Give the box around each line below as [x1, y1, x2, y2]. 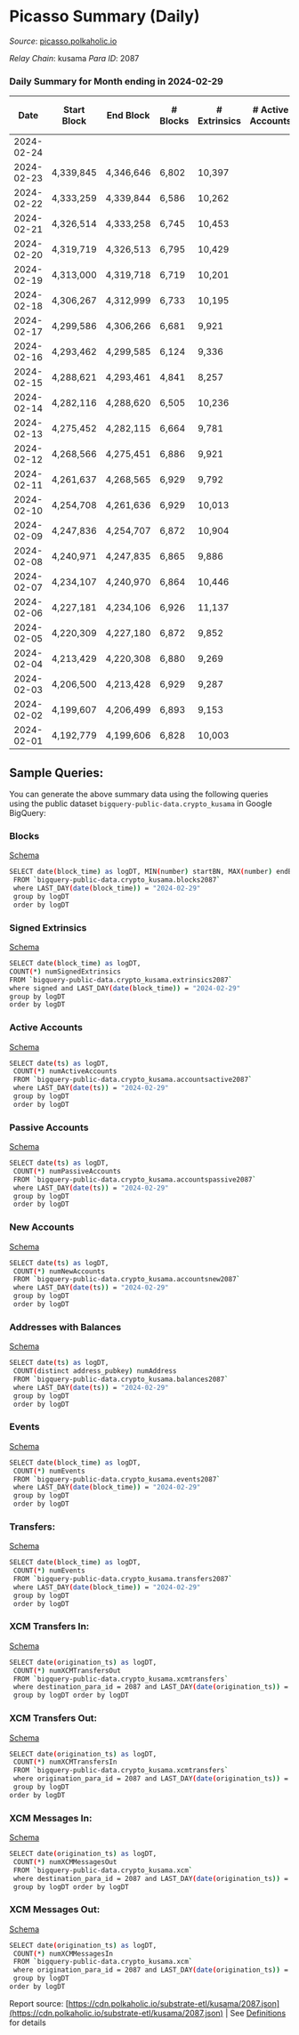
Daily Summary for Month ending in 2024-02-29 [9, 75, 224, 87]
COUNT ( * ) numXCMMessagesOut [12, 1857, 117, 1866]
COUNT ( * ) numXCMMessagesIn [12, 1949, 114, 1958]
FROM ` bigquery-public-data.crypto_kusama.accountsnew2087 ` [12, 1275, 241, 1284]
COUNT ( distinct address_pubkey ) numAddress [12, 1367, 177, 1376]
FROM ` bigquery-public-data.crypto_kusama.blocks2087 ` [12, 876, 221, 884]
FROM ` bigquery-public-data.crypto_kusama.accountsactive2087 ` [12, 1075, 253, 1085]
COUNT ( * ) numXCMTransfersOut [12, 1666, 122, 1675]
